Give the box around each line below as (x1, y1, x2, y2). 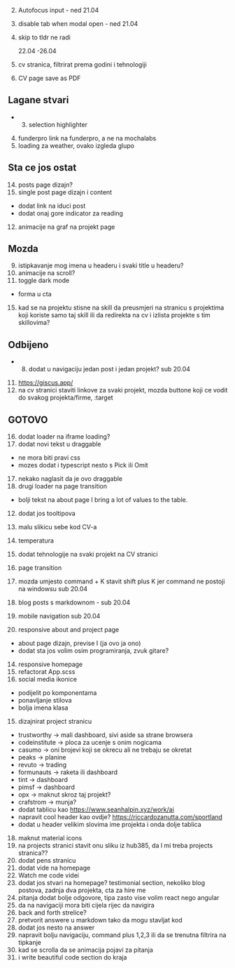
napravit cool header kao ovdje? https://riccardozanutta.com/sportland (17, 813, 223, 821)
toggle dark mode (17, 277, 70, 285)
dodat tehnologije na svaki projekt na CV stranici (17, 550, 158, 559)
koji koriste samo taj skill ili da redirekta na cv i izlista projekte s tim (17, 311, 211, 319)
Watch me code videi (17, 871, 80, 880)
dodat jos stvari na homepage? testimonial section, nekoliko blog (17, 879, 206, 887)
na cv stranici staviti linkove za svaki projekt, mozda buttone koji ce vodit (17, 386, 228, 395)
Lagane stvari (8, 94, 69, 106)
